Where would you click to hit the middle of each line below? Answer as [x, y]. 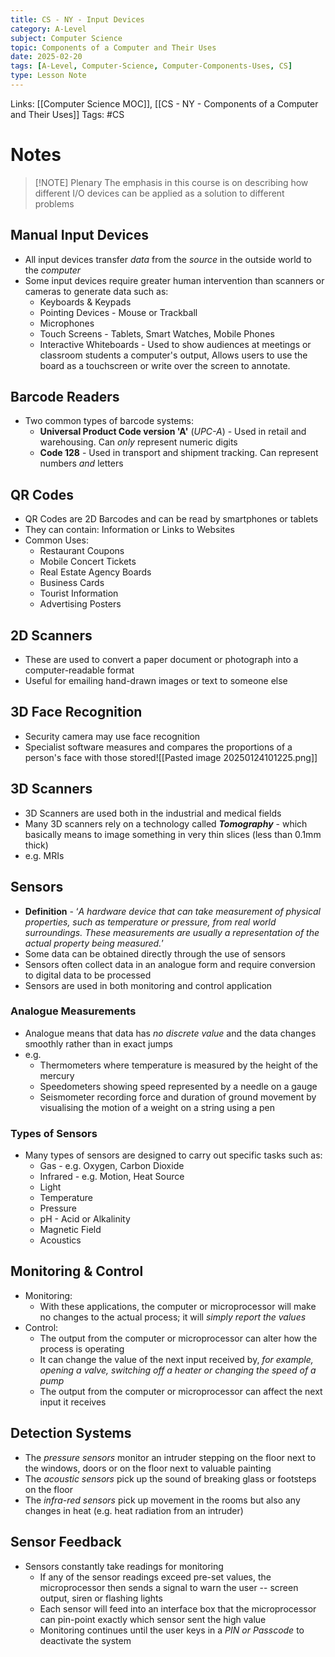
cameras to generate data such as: [96, 291]
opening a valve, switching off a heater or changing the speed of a [178, 1370]
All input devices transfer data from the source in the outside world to [168, 259]
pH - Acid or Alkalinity [85, 1219]
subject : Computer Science [66, 38]
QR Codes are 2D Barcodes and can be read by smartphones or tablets [171, 519]
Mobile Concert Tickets [88, 562]
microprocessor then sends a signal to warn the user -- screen [169, 1587]
